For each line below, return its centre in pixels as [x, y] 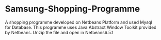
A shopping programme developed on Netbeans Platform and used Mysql [79, 22]
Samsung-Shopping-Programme [72, 9]
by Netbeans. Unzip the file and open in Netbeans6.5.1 [59, 32]
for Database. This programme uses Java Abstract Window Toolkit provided [81, 27]
